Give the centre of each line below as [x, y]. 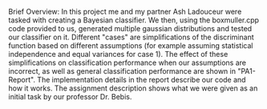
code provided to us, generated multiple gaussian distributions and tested [130, 28]
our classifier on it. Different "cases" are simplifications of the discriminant [131, 37]
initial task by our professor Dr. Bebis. [70, 97]
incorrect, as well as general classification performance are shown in [122, 71]
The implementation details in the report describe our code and [142, 80]
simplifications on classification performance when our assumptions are [127, 63]
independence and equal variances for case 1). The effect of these [118, 54]
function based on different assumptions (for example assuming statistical [131, 46]
